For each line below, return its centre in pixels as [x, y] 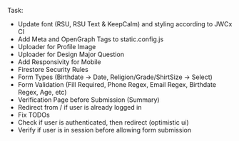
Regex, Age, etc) [42, 92]
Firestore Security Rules [53, 69]
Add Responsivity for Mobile [59, 62]
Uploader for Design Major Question [71, 54]
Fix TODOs [34, 115]
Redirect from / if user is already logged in [80, 107]
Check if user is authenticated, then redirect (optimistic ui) [103, 122]
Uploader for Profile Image [57, 47]
